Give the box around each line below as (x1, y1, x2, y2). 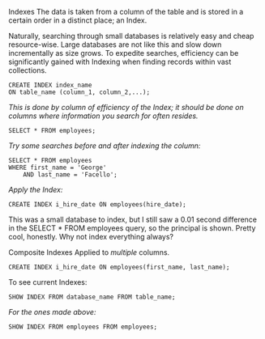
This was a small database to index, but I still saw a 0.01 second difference (8, 214, 258, 224)
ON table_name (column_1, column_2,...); (8, 88, 151, 96)
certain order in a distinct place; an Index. (8, 15, 147, 25)
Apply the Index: (8, 185, 63, 194)
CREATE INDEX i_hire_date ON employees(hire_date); (8, 201, 186, 209)
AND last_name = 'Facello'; (23, 171, 118, 179)
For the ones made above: (8, 307, 96, 316)
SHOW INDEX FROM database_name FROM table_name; (8, 293, 176, 301)
